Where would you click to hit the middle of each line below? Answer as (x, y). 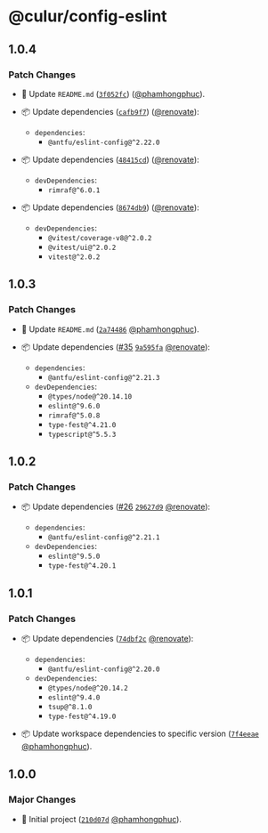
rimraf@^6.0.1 (74, 190)
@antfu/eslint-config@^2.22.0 (104, 142)
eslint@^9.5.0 (74, 557)
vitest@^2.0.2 (74, 257)
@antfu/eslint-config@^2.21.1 (104, 538)
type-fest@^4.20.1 (82, 566)
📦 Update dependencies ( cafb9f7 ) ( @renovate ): (110, 111)
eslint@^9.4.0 (74, 697)
